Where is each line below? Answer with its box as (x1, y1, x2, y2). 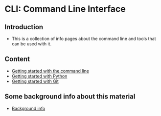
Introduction (4, 23, 44, 31)
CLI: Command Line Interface (4, 3, 126, 15)
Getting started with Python (11, 73, 68, 79)
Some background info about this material (4, 93, 136, 101)
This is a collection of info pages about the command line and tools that (11, 36, 156, 41)
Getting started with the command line (11, 68, 89, 74)
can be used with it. (11, 41, 52, 47)
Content (4, 55, 30, 63)
